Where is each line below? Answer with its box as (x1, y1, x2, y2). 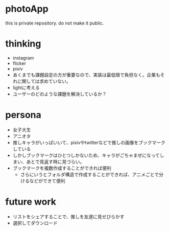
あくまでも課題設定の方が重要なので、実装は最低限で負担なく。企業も (12, 72, 160, 78)
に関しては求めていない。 (17, 78, 71, 84)
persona (5, 109, 42, 121)
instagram (12, 55, 34, 61)
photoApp (5, 3, 48, 15)
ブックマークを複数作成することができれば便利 (12, 165, 111, 171)
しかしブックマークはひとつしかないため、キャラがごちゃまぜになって (12, 152, 160, 158)
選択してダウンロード (12, 220, 58, 226)
